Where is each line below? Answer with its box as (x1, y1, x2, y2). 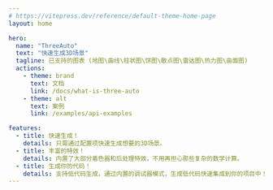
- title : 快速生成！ (15, 132, 80, 140)
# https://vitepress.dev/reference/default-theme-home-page (8, 11, 217, 20)
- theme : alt (23, 94, 67, 102)
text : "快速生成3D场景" (15, 50, 89, 58)
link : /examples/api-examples (29, 110, 132, 118)
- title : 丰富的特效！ (15, 147, 85, 155)
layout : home (8, 19, 53, 28)
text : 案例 (29, 102, 65, 110)
